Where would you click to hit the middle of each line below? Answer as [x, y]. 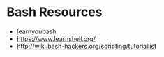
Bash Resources [54, 12]
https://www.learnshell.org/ [56, 38]
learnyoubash [36, 31]
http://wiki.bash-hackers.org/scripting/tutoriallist [87, 46]
